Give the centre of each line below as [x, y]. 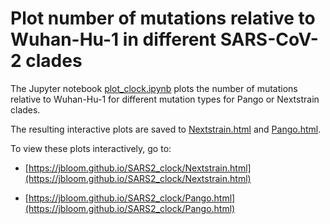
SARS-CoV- [269, 39]
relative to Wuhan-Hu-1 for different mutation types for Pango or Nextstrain [165, 99]
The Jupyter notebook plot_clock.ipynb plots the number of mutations [154, 88]
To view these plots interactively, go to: [91, 148]
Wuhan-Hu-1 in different [113, 39]
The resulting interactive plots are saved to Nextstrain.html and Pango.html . [166, 129]
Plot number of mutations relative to [163, 18]
